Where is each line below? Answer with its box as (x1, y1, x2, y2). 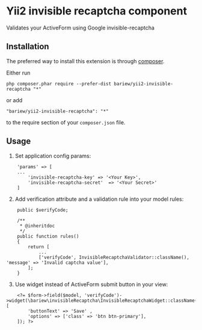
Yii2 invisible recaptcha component (6, 4, 188, 18)
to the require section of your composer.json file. (6, 118, 126, 126)
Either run (6, 69, 31, 76)
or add (6, 96, 23, 103)
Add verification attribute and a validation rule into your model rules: (14, 195, 184, 203)
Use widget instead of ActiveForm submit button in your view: (14, 281, 168, 288)
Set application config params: (14, 152, 91, 159)
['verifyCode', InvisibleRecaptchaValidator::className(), (38, 254, 189, 260)
